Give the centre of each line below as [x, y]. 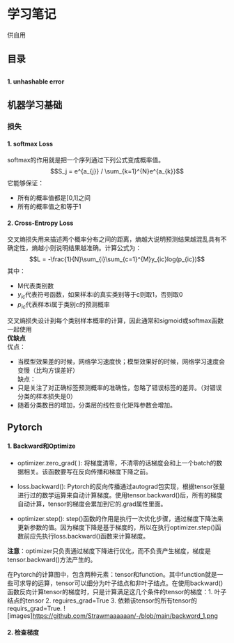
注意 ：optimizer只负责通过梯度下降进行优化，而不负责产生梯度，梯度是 [109, 550]
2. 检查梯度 [23, 633]
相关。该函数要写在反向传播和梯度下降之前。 [87, 472]
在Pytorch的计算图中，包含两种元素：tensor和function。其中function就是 [112, 574]
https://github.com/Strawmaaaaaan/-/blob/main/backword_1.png [125, 615]
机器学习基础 [35, 105]
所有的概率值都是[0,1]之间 [54, 198]
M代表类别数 [36, 286]
